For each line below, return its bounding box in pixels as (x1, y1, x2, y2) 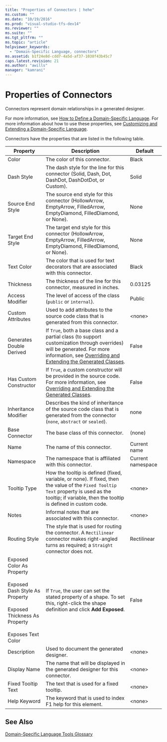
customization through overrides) (45, 339, 124, 346)
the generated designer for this (45, 666, 118, 673)
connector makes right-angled (45, 535, 118, 542)
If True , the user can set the (45, 587, 110, 594)
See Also (5, 718, 33, 727)
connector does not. (45, 548, 93, 555)
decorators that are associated (45, 263, 118, 270)
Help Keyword (7, 698, 41, 705)
